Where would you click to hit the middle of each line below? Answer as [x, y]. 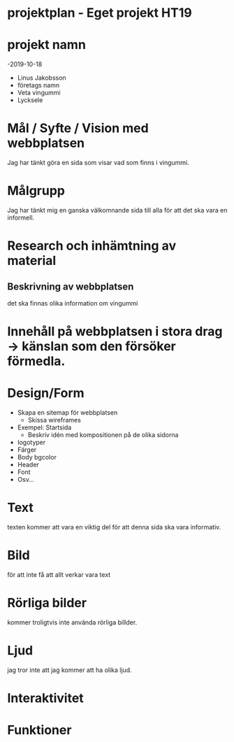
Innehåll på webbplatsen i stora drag [115, 332]
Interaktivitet [45, 698]
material [32, 261]
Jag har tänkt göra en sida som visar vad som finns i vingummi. [98, 163]
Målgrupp [36, 191]
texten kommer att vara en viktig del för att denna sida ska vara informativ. [114, 527]
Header [28, 465]
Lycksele [30, 100]
